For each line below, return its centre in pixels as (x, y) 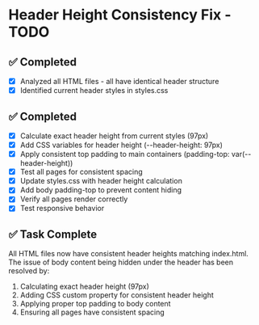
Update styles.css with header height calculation (101, 181)
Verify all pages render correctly (74, 199)
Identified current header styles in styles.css (94, 91)
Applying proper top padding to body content (95, 304)
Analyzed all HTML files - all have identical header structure (119, 81)
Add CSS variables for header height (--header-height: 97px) (121, 145)
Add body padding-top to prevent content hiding (101, 190)
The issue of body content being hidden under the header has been (121, 262)
